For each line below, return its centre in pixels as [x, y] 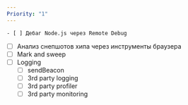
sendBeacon [46, 70]
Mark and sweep [41, 54]
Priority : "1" [28, 14]
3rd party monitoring [58, 94]
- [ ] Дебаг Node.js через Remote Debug [67, 33]
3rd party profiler [52, 86]
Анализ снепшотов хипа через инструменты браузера [99, 46]
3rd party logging [53, 78]
